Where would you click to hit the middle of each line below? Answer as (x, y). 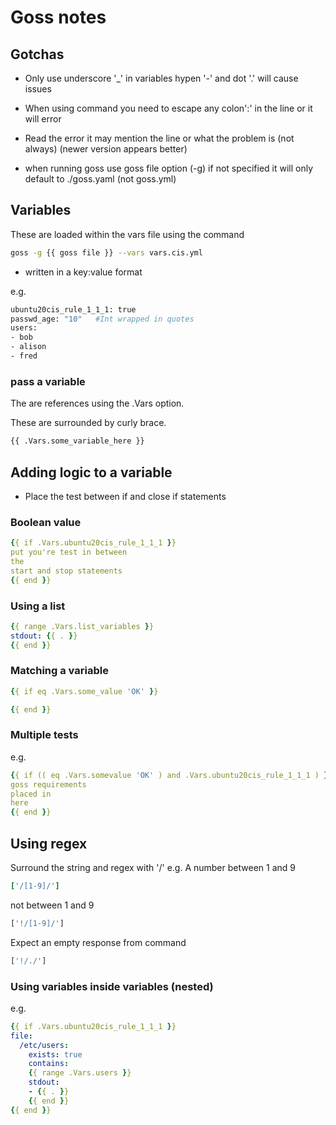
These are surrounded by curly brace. (88, 423)
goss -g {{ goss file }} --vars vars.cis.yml (106, 252)
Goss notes (58, 17)
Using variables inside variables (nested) (112, 986)
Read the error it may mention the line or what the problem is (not (159, 138)
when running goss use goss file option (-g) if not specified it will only (169, 168)
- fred (24, 356)
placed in (31, 794)
